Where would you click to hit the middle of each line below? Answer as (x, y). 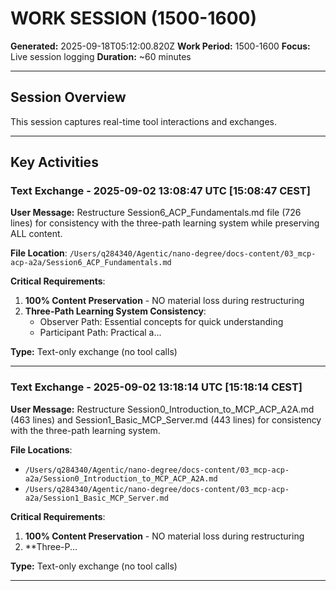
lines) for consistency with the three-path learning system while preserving (165, 223)
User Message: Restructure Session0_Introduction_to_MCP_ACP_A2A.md (162, 409)
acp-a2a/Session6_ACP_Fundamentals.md (91, 263)
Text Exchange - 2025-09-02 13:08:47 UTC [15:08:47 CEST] (160, 191)
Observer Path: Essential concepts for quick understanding (161, 322)
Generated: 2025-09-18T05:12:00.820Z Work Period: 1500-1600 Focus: (160, 46)
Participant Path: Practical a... (100, 333)
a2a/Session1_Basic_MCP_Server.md (96, 498)
